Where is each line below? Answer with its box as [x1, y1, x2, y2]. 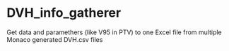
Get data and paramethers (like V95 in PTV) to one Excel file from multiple [6, 28, 222, 36]
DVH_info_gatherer [6, 5, 122, 21]
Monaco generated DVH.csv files [6, 35, 103, 43]
